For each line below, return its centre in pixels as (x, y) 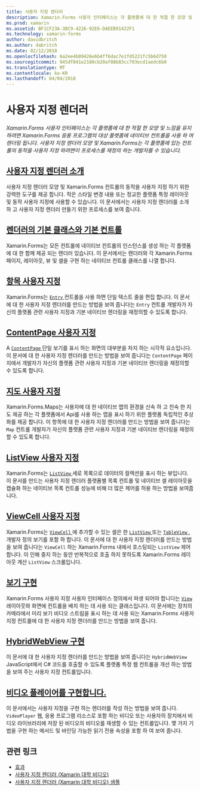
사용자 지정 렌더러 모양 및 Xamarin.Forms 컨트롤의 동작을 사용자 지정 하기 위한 (98, 187)
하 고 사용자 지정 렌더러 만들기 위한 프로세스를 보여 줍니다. (74, 209)
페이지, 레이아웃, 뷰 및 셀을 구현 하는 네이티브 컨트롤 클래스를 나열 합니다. (91, 260)
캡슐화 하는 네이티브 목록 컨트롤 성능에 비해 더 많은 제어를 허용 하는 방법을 (92, 488)
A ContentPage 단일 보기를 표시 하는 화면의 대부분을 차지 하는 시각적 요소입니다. (99, 348)
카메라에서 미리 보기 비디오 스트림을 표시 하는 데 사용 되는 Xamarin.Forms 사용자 (100, 613)
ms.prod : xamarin (28, 23)
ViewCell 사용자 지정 (43, 516)
